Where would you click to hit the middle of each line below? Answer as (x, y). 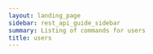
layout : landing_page (45, 15)
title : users (30, 38)
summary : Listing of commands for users (77, 30)
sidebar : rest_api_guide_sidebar (64, 23)
